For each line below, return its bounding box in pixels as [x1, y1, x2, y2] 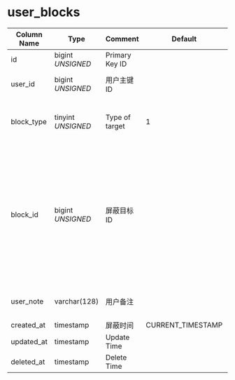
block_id [10, 210, 38, 219]
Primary [105, 50, 131, 60]
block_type [10, 116, 48, 126]
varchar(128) [54, 296, 99, 306]
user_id [10, 79, 35, 88]
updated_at [10, 337, 48, 346]
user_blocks [7, 4, 80, 20]
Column [15, 29, 43, 39]
